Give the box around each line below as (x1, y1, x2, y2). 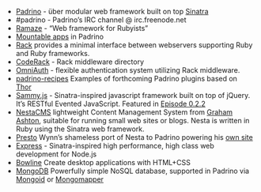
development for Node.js (15, 149, 97, 159)
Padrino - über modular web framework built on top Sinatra (15, 7, 209, 16)
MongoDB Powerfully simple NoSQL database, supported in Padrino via (15, 166, 250, 175)
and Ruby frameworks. (15, 49, 90, 58)
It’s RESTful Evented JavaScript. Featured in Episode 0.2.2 (15, 99, 206, 108)
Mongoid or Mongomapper (15, 175, 104, 184)
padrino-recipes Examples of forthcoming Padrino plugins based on (15, 74, 237, 83)
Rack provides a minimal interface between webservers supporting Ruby (15, 40, 253, 50)
